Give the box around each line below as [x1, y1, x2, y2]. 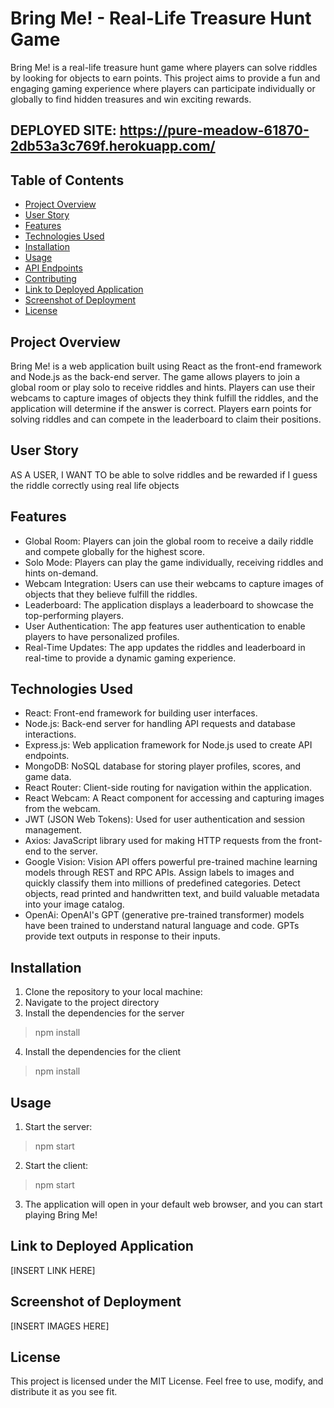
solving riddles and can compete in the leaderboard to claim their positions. [10, 413, 322, 425]
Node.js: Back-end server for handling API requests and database [24, 718, 297, 730]
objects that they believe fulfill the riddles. [24, 588, 198, 600]
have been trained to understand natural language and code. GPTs [24, 920, 300, 932]
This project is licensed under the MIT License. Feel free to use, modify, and [10, 1375, 324, 1387]
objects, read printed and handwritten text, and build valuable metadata [24, 888, 320, 900]
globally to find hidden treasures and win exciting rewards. [10, 93, 252, 105]
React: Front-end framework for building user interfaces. [24, 707, 258, 719]
